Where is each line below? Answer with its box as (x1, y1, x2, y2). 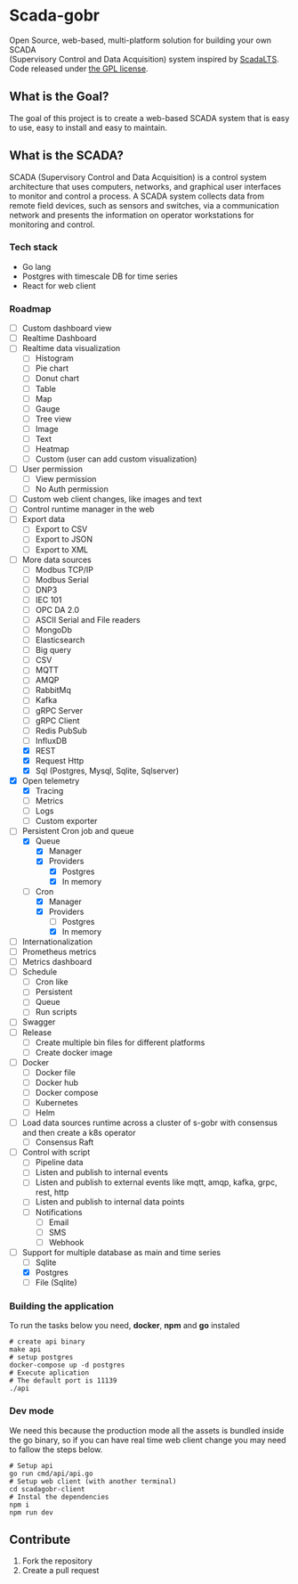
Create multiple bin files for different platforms (35, 1037, 205, 1048)
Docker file (35, 1066, 76, 1078)
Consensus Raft (35, 1137, 94, 1147)
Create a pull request (21, 1565, 100, 1576)
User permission (21, 464, 83, 475)
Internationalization (21, 936, 93, 947)
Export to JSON (35, 534, 93, 544)
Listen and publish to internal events (35, 1167, 169, 1178)
